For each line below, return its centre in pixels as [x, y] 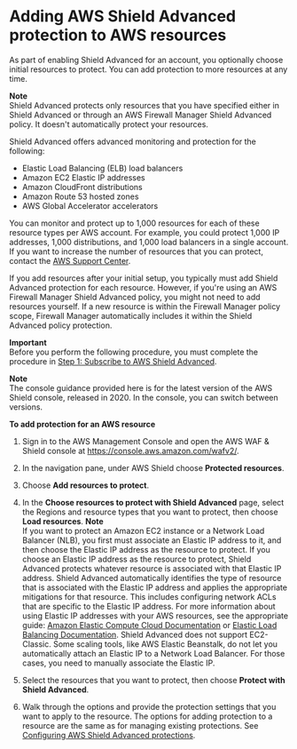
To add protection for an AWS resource [82, 424]
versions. [26, 407]
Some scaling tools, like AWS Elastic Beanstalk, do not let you [165, 644]
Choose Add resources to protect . [86, 485]
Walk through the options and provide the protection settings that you [149, 706]
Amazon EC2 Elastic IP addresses [83, 177]
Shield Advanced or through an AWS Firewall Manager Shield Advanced [141, 115]
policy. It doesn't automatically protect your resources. [109, 124]
